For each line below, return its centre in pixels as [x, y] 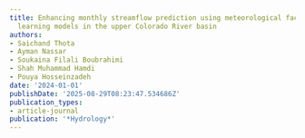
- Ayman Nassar [38, 52]
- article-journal [44, 111]
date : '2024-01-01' [46, 85]
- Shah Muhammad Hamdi [52, 69]
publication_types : [46, 102]
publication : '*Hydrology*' [63, 119]
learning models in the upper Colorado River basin [118, 26]
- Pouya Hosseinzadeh [50, 77]
